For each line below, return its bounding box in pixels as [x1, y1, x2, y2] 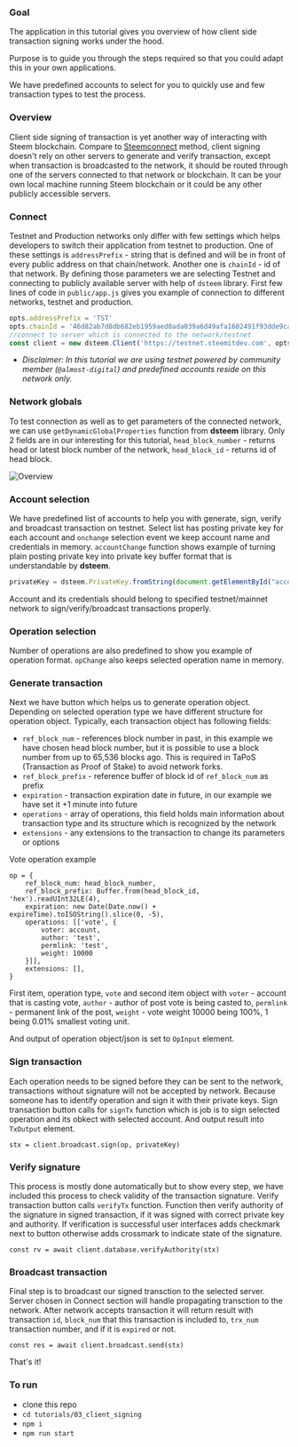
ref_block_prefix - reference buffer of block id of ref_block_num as [21, 771, 269, 782]
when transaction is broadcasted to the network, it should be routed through [9, 160, 288, 171]
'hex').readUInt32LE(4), [9, 894, 101, 903]
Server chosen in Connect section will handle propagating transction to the [9, 1295, 284, 1307]
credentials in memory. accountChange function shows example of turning [9, 541, 277, 552]
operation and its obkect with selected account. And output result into [9, 1113, 264, 1125]
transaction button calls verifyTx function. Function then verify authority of [9, 1200, 284, 1211]
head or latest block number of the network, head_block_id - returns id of [9, 444, 277, 455]
